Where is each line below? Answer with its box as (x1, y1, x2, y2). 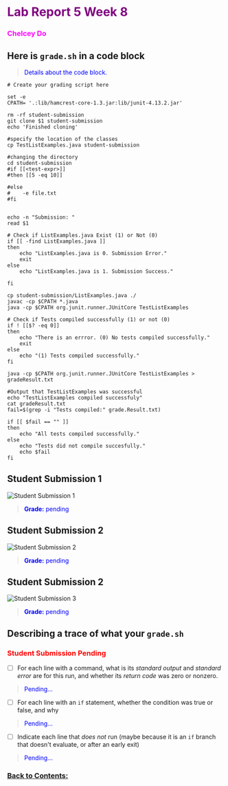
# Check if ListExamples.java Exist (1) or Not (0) (7, 232, 158, 239)
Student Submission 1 (7, 473, 102, 485)
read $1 (7, 219, 30, 227)
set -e (7, 94, 26, 100)
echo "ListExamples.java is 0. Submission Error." (19, 250, 168, 256)
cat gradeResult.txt (7, 400, 67, 407)
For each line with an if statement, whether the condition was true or (16, 699, 214, 707)
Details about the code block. (23, 68, 108, 76)
